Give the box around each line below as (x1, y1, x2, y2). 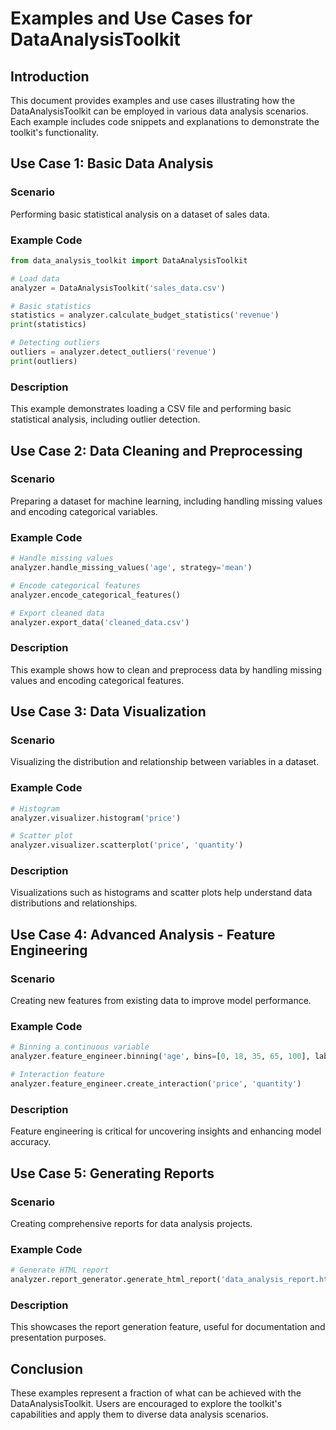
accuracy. (10, 1136, 52, 1148)
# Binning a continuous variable (10, 1042, 150, 1052)
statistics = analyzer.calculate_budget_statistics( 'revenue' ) (10, 310, 280, 321)
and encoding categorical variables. (10, 505, 158, 517)
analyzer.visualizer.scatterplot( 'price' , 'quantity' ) (10, 840, 244, 851)
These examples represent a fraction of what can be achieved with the (10, 1387, 302, 1399)
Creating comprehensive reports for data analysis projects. (10, 1217, 253, 1229)
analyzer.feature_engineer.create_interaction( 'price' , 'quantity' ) (10, 1079, 302, 1089)
